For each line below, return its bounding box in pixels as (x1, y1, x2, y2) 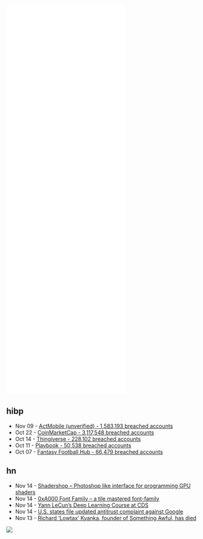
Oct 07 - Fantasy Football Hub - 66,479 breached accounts (15, 448, 164, 455)
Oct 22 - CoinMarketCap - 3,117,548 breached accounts (15, 428, 155, 436)
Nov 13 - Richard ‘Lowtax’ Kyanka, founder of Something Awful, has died (15, 514, 197, 521)
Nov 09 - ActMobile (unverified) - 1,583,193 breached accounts (15, 422, 173, 429)
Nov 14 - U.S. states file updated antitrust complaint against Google (15, 507, 184, 515)
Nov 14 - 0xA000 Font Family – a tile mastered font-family (15, 495, 159, 502)
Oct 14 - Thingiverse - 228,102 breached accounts (15, 435, 141, 442)
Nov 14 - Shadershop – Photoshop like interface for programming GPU (15, 482, 191, 489)
